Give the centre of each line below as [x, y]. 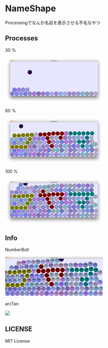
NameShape [31, 9]
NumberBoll [17, 250]
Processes [22, 38]
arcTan [12, 304]
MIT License [18, 341]
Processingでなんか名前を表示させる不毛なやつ [53, 22]
